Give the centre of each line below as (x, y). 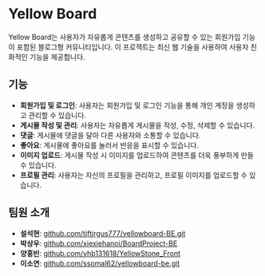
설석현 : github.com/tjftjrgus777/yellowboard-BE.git (103, 233)
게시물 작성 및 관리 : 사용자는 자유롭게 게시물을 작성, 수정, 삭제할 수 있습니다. (137, 125)
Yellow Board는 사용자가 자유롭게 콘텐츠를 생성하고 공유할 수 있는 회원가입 (125, 37)
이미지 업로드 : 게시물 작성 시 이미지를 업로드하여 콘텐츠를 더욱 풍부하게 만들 (136, 155)
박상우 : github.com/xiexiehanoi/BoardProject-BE (99, 243)
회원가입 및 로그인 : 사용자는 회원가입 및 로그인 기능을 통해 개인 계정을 (127, 105)
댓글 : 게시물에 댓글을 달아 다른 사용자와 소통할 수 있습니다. (110, 135)
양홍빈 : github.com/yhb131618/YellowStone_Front (100, 253)
